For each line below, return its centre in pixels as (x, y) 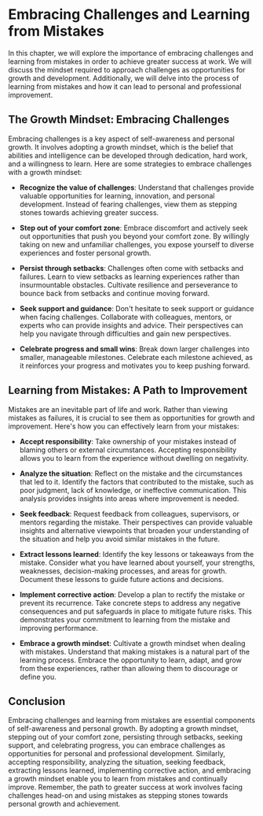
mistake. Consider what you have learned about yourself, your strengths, (137, 562)
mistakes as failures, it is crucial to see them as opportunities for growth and (131, 417)
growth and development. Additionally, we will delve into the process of (124, 78)
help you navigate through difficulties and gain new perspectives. (125, 333)
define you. (38, 677)
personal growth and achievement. (64, 804)
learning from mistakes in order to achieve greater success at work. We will (130, 61)
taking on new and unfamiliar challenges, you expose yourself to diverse (137, 244)
